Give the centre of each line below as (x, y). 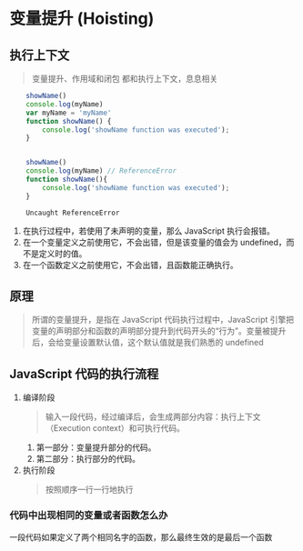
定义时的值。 (63, 253)
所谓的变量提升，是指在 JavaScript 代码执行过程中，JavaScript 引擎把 (163, 320)
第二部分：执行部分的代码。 (88, 459)
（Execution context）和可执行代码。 (115, 428)
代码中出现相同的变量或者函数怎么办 (89, 516)
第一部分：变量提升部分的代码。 (96, 447)
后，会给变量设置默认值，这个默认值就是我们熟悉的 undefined (147, 343)
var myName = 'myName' (69, 113)
